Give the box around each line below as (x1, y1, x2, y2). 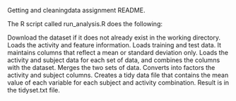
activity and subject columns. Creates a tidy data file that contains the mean (7, 71, 229, 79)
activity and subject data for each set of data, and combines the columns (7, 56, 220, 64)
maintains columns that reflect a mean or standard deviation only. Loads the (7, 49, 228, 57)
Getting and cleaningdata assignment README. (7, 6, 146, 14)
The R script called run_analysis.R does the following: (7, 20, 163, 28)
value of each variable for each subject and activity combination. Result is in (7, 78, 230, 87)
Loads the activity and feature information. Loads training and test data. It (7, 41, 221, 49)
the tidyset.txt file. (7, 86, 60, 94)
